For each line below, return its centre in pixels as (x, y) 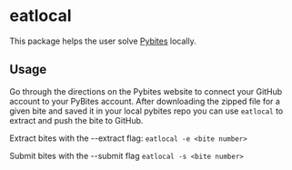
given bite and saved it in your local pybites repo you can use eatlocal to (146, 111)
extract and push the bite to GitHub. (76, 120)
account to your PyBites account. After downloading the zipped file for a (145, 101)
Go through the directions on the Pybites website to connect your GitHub (146, 91)
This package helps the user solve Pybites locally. (103, 41)
